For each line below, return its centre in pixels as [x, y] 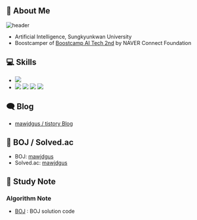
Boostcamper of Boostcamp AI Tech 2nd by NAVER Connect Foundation [103, 43]
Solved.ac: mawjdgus [41, 163]
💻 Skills [21, 62]
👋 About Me [28, 11]
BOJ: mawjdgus [34, 157]
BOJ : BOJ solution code [45, 211]
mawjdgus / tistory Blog [44, 124]
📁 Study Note [31, 181]
